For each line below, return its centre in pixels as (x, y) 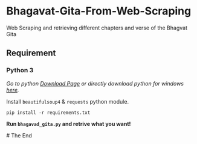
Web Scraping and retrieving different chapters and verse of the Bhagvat (97, 28)
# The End (19, 135)
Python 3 (20, 70)
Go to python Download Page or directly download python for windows (95, 83)
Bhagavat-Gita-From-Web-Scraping (99, 11)
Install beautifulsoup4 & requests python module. (67, 101)
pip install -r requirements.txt (48, 113)
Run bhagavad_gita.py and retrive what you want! (69, 124)
